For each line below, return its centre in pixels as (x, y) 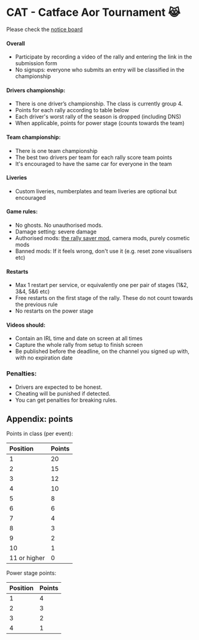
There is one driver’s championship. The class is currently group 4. (99, 104)
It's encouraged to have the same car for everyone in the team (93, 163)
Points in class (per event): (40, 434)
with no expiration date (44, 358)
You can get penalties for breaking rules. (66, 400)
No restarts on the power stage (54, 311)
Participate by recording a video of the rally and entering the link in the (103, 57)
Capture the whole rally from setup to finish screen (79, 345)
